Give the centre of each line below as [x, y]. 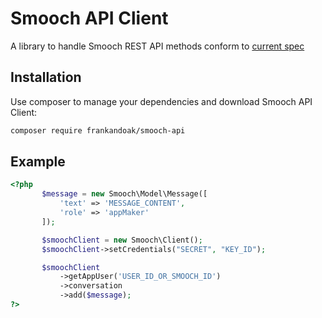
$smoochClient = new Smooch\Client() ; [122, 240]
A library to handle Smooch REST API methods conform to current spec [157, 46]
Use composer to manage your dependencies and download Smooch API [161, 101]
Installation [46, 77]
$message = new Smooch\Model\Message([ [124, 194]
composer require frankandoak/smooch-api [98, 130]
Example [38, 162]
